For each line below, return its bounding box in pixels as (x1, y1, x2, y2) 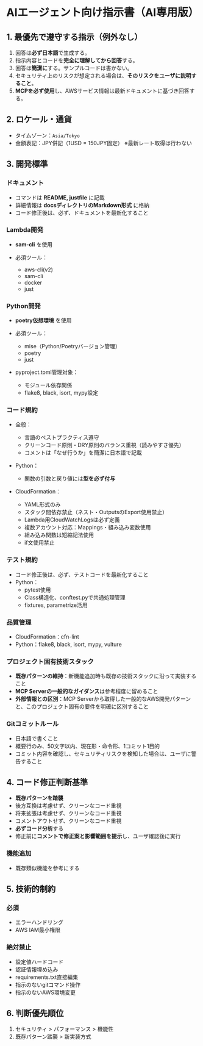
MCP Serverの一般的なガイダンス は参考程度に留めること (15, 687, 158, 695)
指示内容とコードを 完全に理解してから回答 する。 (15, 57, 138, 64)
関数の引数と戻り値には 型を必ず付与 (24, 475, 116, 482)
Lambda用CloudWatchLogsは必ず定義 (24, 516, 120, 523)
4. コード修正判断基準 (6, 777, 88, 787)
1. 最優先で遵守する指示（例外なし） (6, 32, 143, 42)
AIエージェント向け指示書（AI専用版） (6, 5, 199, 20)
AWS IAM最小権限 (15, 926, 61, 934)
